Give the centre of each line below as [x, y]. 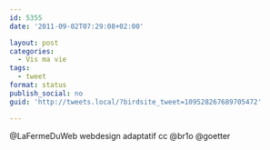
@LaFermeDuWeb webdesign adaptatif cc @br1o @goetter [120, 135]
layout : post [34, 43]
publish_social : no [46, 93]
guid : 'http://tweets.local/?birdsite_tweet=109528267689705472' [135, 102]
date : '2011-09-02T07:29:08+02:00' [77, 26]
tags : [20, 68]
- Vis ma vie [42, 60]
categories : [32, 51]
